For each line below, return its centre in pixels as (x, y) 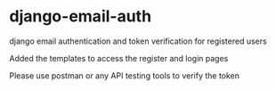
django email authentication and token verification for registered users (138, 41)
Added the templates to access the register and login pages (119, 58)
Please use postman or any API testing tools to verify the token (125, 75)
